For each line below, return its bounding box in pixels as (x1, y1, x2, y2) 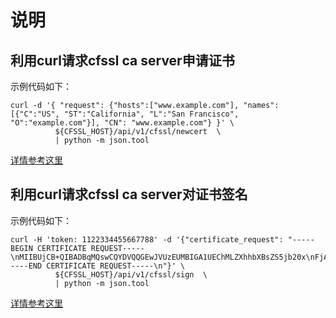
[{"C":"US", (10, 109, 60, 119)
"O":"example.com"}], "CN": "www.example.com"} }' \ (10, 118, 235, 128)
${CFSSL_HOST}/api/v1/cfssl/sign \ (54, 269, 208, 280)
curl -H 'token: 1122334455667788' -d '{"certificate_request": (10, 234, 284, 245)
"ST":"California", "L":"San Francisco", (63, 109, 240, 119)
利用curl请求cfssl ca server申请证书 (10, 52, 235, 69)
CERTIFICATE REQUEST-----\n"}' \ (46, 261, 186, 271)
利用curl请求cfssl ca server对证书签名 (10, 186, 248, 203)
